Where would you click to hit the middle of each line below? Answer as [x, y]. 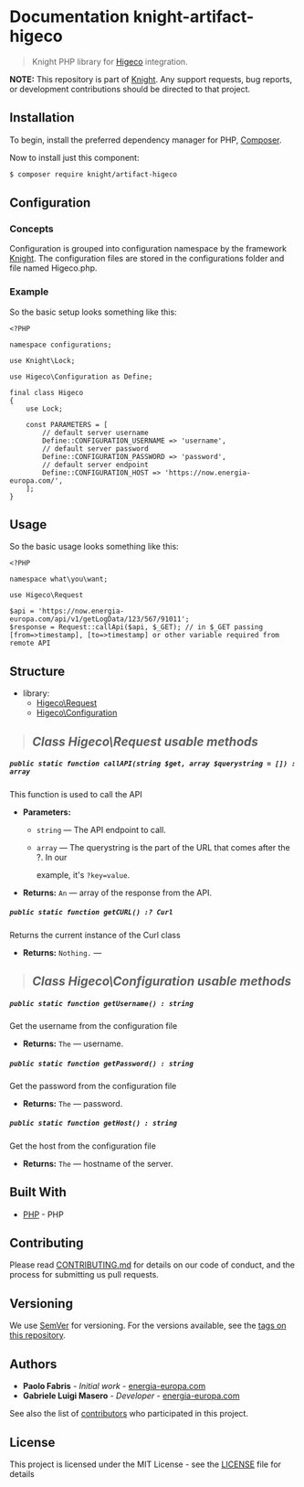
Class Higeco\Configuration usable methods [162, 981]
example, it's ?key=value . [83, 874]
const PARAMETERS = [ [67, 424]
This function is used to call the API [76, 794]
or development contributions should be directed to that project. [130, 89]
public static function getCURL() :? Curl [91, 913]
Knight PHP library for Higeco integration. [110, 61]
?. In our [52, 857]
